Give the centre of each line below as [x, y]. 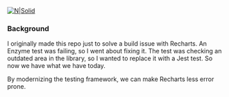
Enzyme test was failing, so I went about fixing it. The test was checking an [114, 51]
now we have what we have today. [57, 66]
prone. [17, 87]
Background [28, 28]
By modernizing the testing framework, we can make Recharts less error [111, 79]
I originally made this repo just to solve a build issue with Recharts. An [107, 44]
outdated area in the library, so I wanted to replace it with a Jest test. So [110, 58]
